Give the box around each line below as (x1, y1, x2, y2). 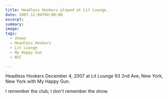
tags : (5, 31, 17, 36)
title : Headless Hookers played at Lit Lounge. (5, 7, 109, 13)
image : (5, 26, 19, 31)
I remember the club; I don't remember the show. (5, 88, 109, 94)
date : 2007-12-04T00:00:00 (5, 12, 63, 17)
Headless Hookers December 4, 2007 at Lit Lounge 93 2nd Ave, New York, (5, 73, 163, 79)
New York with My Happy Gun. (5, 78, 70, 84)
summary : (5, 21, 24, 27)
